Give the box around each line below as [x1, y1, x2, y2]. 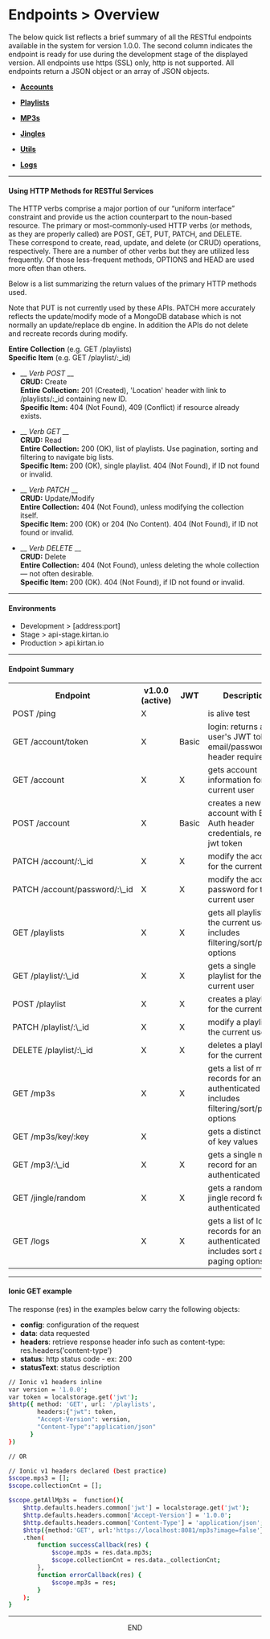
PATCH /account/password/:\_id [12, 883, 134, 895]
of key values [207, 1136, 259, 1147]
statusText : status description [19, 1362, 121, 1372]
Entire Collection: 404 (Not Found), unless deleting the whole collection [19, 560, 260, 570]
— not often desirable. [19, 569, 94, 579]
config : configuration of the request [19, 1320, 140, 1330]
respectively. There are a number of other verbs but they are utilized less [8, 247, 250, 256]
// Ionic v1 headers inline [8, 1378, 103, 1386]
